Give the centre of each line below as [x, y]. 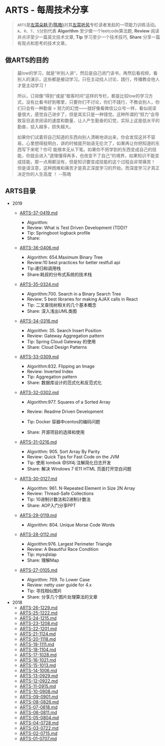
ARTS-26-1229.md [38, 608]
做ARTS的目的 [27, 60]
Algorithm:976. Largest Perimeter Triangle [69, 544]
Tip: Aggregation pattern [52, 376]
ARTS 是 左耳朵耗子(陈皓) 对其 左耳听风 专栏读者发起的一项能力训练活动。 [88, 25]
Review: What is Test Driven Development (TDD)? [77, 228]
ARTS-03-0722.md [39, 728]
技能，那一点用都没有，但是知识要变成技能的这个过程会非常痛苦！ [88, 162]
